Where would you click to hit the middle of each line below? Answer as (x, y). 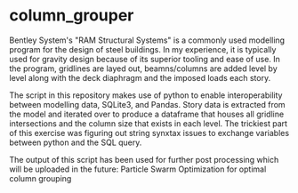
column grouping (40, 178)
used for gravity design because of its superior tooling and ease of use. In (145, 59)
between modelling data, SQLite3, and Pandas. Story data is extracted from (148, 104)
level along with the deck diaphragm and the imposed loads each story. (140, 77)
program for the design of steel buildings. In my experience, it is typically (143, 49)
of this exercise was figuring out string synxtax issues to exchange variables (149, 133)
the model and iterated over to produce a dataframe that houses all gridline (147, 114)
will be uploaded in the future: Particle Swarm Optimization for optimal (138, 169)
